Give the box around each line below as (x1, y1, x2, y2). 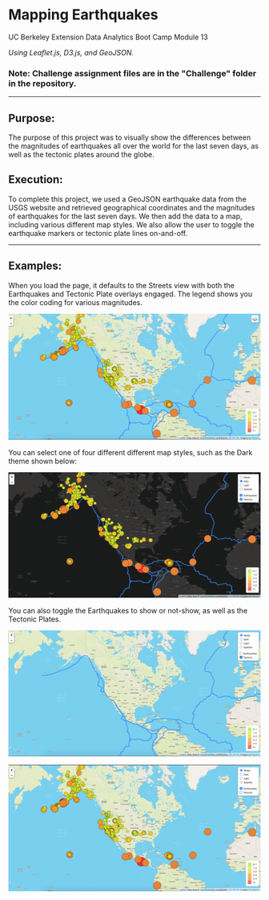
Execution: (8, 173, 63, 186)
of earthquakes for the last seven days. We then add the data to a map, (8, 211, 243, 221)
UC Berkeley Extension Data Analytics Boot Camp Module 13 (8, 32, 208, 42)
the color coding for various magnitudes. (8, 297, 143, 307)
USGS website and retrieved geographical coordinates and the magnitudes (8, 202, 255, 212)
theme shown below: (8, 456, 78, 466)
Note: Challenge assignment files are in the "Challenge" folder (8, 67, 257, 79)
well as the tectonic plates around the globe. (8, 150, 155, 160)
